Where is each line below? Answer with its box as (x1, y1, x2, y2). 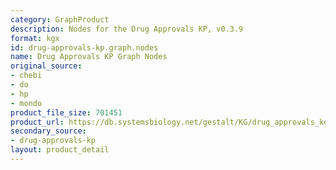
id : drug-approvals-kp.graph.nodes (10, 42, 159, 53)
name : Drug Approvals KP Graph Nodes (10, 52, 168, 62)
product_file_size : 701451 (10, 107, 123, 118)
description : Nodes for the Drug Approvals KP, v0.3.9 (10, 24, 244, 34)
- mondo (10, 98, 43, 108)
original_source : (10, 61, 83, 71)
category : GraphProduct (10, 14, 110, 25)
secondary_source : (10, 126, 87, 136)
